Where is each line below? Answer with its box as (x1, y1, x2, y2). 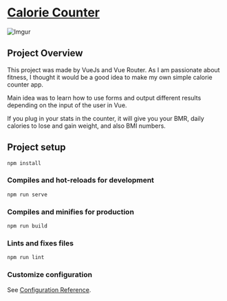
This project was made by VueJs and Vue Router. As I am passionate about (7, 65, 220, 74)
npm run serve (7, 191, 48, 198)
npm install (7, 159, 41, 166)
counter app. (7, 80, 43, 89)
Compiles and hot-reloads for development (7, 175, 155, 185)
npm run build (7, 223, 48, 230)
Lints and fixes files (7, 238, 74, 248)
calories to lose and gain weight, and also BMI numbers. (7, 122, 166, 130)
